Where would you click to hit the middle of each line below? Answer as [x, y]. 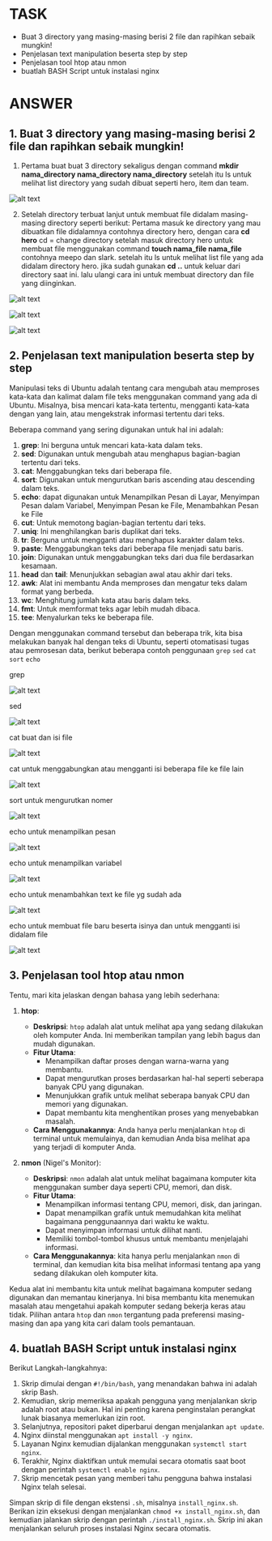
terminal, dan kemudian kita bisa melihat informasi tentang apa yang [147, 1264]
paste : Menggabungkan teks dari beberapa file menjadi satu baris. [132, 549]
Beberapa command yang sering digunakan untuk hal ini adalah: [116, 429]
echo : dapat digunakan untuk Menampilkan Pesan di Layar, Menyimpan [140, 497]
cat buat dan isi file [41, 737]
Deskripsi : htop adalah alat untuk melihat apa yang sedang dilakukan [148, 1027]
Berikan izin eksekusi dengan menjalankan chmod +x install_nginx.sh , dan [135, 1511]
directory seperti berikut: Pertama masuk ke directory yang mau [154, 223]
